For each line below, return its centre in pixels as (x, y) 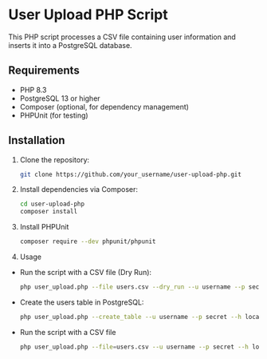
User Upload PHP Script (88, 15)
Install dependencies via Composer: (79, 189)
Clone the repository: (55, 160)
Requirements (44, 71)
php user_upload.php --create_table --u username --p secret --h (130, 317)
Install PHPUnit (44, 227)
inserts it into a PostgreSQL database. (71, 45)
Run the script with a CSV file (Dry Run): (86, 273)
